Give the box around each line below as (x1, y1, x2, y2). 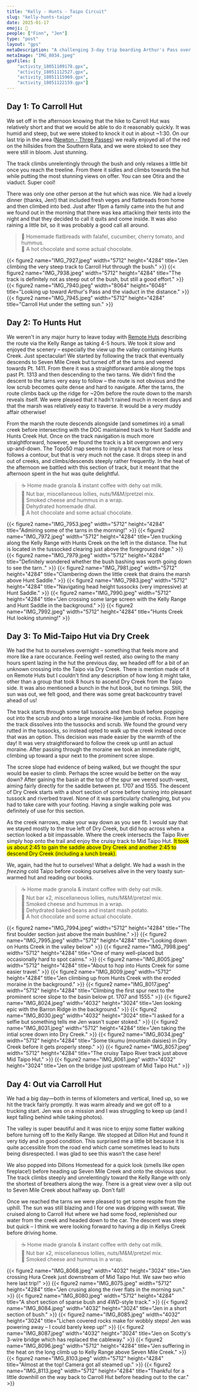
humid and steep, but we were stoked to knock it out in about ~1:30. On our (6, 130, 189, 137)
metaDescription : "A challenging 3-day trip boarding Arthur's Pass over (6, 47, 192, 53)
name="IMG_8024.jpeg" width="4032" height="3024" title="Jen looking (6, 1000, 182, 1007)
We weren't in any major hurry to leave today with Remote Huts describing (6, 333, 187, 340)
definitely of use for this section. (6, 808, 85, 815)
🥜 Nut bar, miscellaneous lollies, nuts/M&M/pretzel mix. (21, 490, 155, 497)
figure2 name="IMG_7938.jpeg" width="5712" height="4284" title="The (6, 269, 181, 276)
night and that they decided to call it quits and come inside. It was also (6, 215, 177, 222)
